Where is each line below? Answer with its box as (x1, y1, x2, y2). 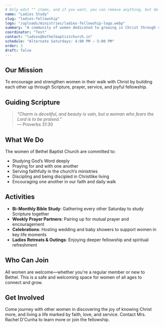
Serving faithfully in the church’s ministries (12, 168, 98, 174)
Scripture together (12, 211, 50, 217)
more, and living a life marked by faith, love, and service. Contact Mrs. (5, 311, 146, 317)
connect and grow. (5, 279, 43, 285)
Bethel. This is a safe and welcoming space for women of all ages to (5, 274, 143, 280)
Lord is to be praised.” (17, 116, 62, 122)
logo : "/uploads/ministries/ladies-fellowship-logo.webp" (5, 20, 125, 26)
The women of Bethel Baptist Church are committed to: (5, 148, 116, 154)
